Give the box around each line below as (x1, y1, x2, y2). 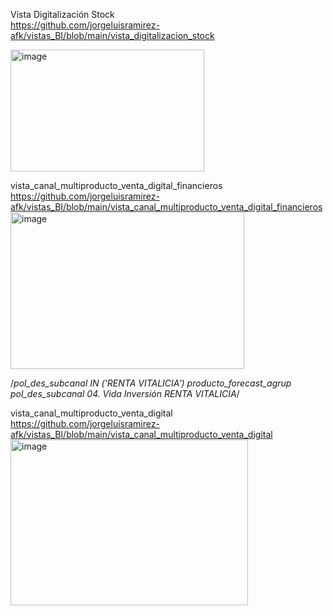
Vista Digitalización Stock (10, 9, 115, 20)
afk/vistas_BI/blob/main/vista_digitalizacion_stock (10, 30, 215, 41)
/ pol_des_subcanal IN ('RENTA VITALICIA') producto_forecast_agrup (10, 377, 292, 389)
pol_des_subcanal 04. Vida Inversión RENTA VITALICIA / (10, 388, 240, 399)
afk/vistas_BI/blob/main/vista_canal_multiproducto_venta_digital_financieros (10, 201, 323, 213)
